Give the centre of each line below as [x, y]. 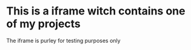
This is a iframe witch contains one [96, 11]
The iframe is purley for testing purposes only [63, 40]
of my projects [43, 24]
